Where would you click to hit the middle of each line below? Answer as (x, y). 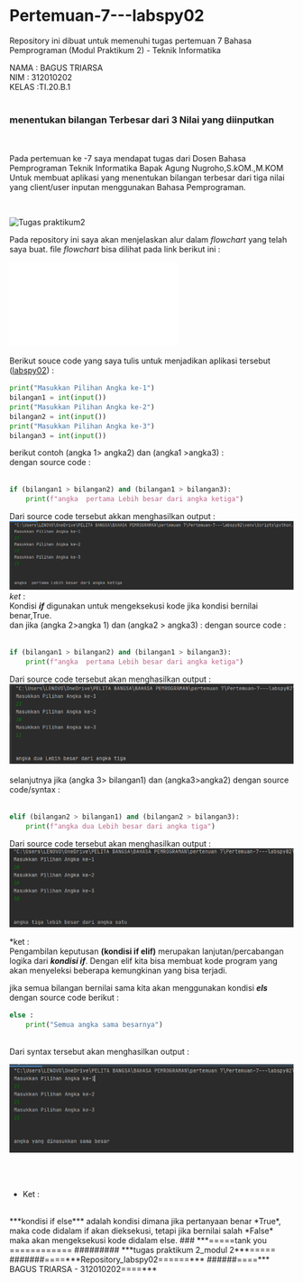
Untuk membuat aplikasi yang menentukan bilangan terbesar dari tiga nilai (147, 178)
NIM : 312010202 (41, 77)
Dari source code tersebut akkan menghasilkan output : (113, 517)
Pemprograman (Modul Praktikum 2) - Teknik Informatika (115, 50)
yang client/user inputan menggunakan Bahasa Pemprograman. (128, 188)
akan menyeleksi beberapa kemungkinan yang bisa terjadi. (119, 970)
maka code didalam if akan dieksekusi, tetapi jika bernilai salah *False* (141, 1231)
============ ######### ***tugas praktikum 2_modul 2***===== (143, 1250)
